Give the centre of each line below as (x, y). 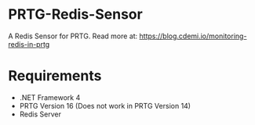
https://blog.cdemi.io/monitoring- (193, 36)
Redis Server (40, 114)
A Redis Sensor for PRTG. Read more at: (73, 36)
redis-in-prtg (29, 44)
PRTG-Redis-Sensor (75, 14)
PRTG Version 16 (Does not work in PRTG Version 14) (105, 105)
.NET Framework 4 (50, 97)
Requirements (55, 76)
